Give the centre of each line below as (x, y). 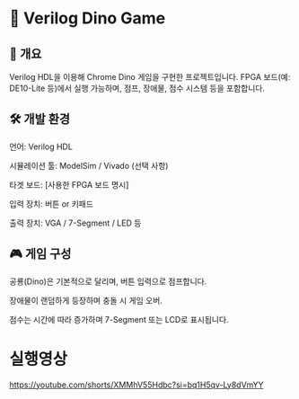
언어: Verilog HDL (41, 146)
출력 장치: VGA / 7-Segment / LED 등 (75, 223)
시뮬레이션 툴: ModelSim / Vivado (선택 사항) (89, 165)
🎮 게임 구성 (40, 254)
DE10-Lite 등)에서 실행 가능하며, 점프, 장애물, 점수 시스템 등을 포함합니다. (137, 88)
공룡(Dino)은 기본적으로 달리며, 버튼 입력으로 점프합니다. (108, 281)
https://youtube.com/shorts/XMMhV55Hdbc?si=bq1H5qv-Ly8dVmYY (136, 385)
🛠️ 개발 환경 (40, 119)
